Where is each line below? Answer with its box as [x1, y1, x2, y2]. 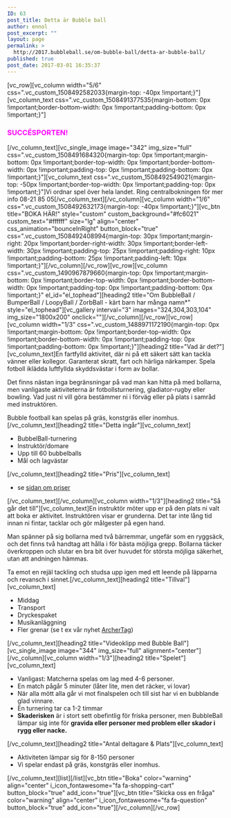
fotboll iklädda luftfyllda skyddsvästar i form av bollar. [7, 364, 160, 373]
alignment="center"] [142, 646, 202, 654]
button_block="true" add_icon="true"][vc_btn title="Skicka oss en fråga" [7, 788, 216, 796]
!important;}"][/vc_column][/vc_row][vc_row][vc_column [7, 261, 168, 269]
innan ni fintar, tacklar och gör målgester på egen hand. [7, 518, 165, 527]
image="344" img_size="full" [57, 646, 142, 654]
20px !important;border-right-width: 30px [24, 239, 142, 247]
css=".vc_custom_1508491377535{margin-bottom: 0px [55, 95, 211, 104]
